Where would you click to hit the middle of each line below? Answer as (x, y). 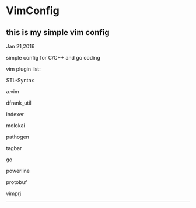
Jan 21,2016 (20, 46)
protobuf (17, 182)
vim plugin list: (23, 69)
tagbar (14, 148)
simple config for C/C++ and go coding (53, 58)
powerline (18, 171)
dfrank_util (19, 103)
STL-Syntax (20, 80)
